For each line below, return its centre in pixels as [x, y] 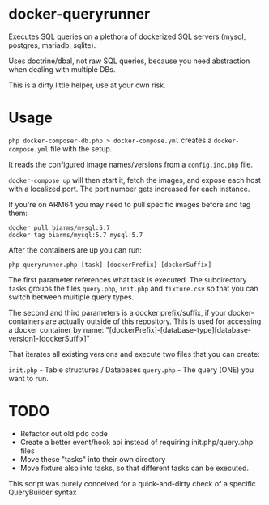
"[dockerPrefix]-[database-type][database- [179, 329]
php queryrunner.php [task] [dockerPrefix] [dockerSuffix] [110, 265]
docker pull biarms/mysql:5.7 [60, 227]
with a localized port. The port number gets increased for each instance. [129, 189]
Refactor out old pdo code [64, 433]
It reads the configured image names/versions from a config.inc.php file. [131, 164]
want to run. [28, 378]
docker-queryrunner [79, 14]
